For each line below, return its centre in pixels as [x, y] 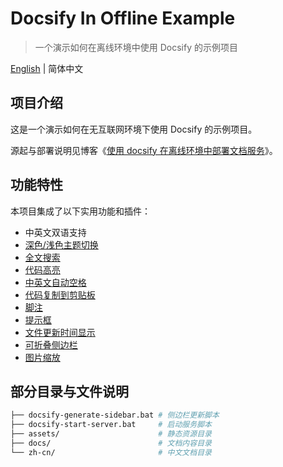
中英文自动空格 [55, 282]
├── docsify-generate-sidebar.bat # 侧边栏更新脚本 [115, 415]
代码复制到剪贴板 [60, 294]
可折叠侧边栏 [51, 344]
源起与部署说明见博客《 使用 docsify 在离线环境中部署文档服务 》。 [144, 150]
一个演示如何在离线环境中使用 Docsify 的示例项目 [136, 47]
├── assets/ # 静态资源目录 [111, 434]
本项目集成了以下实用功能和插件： [80, 211]
